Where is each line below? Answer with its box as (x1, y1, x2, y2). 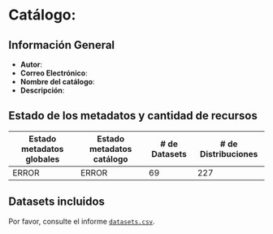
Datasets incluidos (8, 195, 106, 209)
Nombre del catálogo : (19, 77, 95, 86)
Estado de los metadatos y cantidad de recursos (8, 109, 258, 123)
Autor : (19, 59, 43, 69)
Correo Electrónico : (19, 68, 88, 78)
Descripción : (19, 85, 65, 95)
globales (25, 153, 60, 164)
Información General (8, 38, 115, 52)
